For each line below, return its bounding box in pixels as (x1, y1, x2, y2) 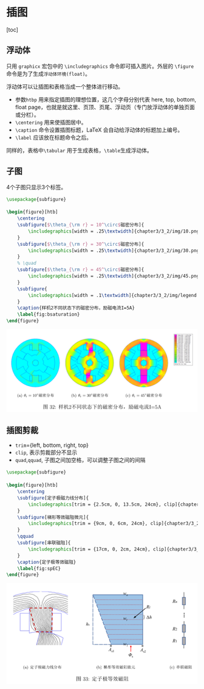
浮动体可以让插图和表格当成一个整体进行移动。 (6, 83, 123, 90)
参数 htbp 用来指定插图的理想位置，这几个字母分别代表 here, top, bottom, (15, 95, 196, 103)
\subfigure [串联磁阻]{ (17, 540, 71, 546)
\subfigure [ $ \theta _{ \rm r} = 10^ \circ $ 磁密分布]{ (17, 222, 144, 228)
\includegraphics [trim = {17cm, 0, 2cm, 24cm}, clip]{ (28, 546, 170, 552)
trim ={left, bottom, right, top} (15, 441, 89, 449)
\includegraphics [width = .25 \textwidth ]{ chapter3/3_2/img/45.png (28, 273, 200, 279)
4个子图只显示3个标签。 (6, 183, 67, 191)
